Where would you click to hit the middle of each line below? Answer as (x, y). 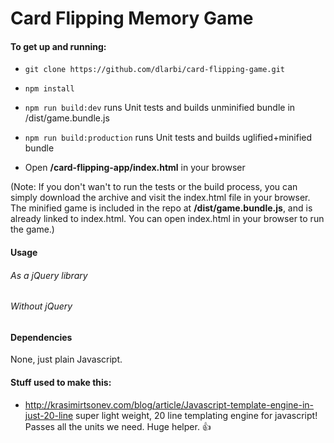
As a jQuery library (49, 275)
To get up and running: (58, 46)
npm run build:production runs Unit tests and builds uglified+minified (168, 138)
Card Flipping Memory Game (132, 18)
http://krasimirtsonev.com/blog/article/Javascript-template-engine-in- (169, 404)
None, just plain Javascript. (66, 359)
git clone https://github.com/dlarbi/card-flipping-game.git (155, 70)
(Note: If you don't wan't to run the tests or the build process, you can (154, 187)
